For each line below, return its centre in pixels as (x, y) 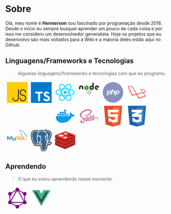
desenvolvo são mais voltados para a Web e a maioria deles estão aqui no (83, 39)
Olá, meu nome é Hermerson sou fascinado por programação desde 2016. (84, 23)
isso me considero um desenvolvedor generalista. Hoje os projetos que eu (83, 34)
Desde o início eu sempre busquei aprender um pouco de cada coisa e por (84, 28)
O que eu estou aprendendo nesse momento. (65, 179)
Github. (13, 45)
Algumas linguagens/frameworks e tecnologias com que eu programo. (92, 73)
